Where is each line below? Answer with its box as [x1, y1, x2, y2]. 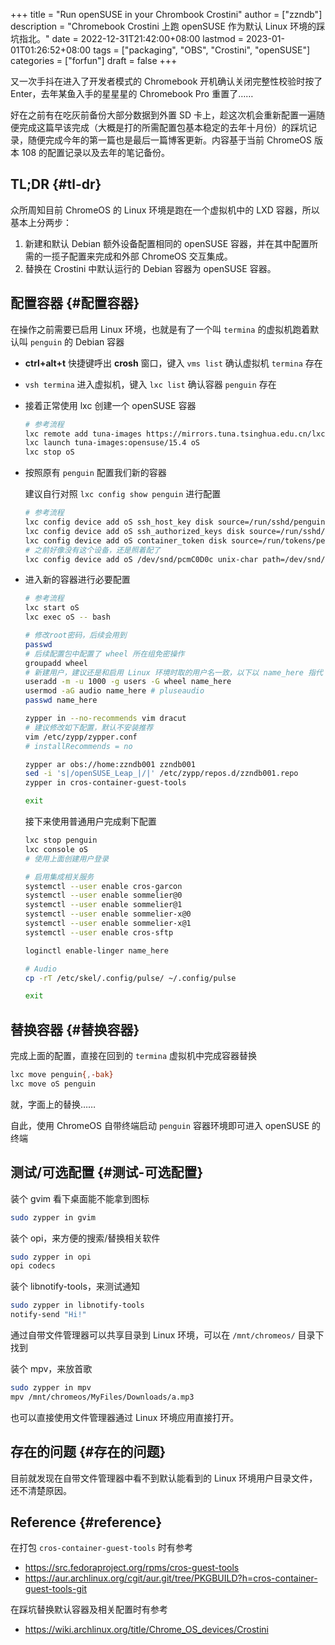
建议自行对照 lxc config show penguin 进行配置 [24, 488, 222, 500]
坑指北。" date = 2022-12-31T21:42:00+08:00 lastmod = [10, 33, 245, 44]
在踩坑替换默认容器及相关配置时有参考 [10, 1604, 168, 1616]
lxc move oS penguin [10, 1079, 97, 1089]
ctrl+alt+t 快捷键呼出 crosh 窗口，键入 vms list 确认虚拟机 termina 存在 [24, 357, 323, 369]
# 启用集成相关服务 [24, 872, 95, 882]
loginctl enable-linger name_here [24, 945, 169, 956]
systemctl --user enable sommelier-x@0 [24, 909, 192, 919]
